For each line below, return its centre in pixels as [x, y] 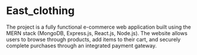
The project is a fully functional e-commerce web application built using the [99, 27]
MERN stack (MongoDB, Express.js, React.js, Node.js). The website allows [97, 33]
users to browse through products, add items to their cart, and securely [93, 39]
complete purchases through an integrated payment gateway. [82, 46]
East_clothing [41, 11]
